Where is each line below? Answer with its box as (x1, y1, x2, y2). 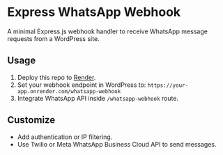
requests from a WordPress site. (7, 34, 100, 42)
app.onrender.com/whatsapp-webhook (17, 88, 121, 95)
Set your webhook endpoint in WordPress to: (17, 81, 146, 89)
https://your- (147, 81, 189, 89)
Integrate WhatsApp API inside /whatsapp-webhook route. (17, 94, 179, 102)
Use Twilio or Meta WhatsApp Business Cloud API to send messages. (17, 140, 217, 148)
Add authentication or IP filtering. (17, 133, 113, 141)
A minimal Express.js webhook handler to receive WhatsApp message (7, 27, 208, 35)
